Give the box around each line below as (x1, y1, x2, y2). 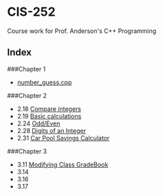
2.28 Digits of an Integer (17, 126, 86, 134)
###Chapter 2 (7, 91, 47, 99)
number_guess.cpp (17, 78, 72, 86)
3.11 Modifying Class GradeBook (17, 160, 109, 169)
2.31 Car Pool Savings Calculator (17, 134, 110, 142)
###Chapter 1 (7, 64, 46, 73)
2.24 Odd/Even (17, 119, 61, 127)
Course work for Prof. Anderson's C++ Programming (7, 27, 157, 35)
